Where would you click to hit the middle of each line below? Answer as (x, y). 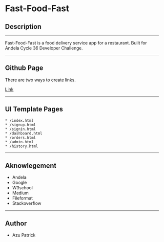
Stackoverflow (27, 203)
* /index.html (20, 120)
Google (20, 183)
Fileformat (22, 198)
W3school (22, 188)
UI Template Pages (34, 109)
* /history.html (21, 146)
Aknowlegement (31, 166)
